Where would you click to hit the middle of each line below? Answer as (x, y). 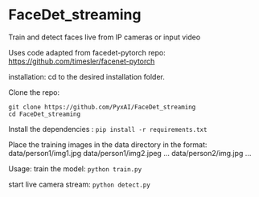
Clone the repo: (34, 92)
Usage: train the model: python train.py (75, 168)
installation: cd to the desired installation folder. (86, 76)
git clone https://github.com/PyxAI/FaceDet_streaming (102, 107)
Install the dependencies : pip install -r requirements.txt (108, 129)
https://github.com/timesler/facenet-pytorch (82, 61)
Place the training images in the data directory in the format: (108, 144)
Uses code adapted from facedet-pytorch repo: (87, 52)
